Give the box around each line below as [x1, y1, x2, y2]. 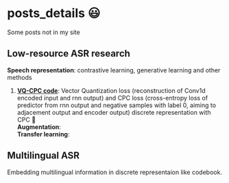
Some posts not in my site [7, 28, 80, 36]
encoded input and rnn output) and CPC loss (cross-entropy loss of [16, 94, 208, 102]
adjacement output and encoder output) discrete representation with [16, 108, 211, 116]
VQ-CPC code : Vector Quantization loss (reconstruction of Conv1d [16, 86, 206, 94]
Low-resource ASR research [7, 48, 130, 59]
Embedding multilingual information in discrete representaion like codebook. [7, 168, 223, 176]
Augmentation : [16, 122, 62, 131]
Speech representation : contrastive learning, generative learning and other [7, 66, 221, 74]
